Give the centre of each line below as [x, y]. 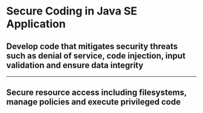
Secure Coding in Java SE [72, 11]
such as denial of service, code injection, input [96, 56]
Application [36, 24]
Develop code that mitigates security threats [92, 46]
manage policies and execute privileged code [94, 102]
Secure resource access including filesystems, [97, 93]
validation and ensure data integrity [75, 65]
